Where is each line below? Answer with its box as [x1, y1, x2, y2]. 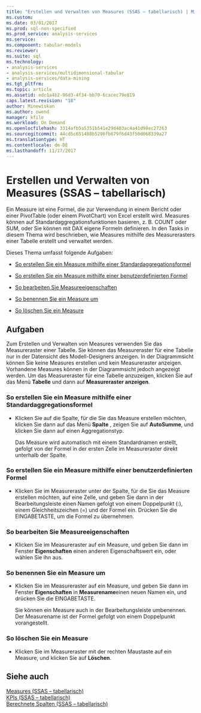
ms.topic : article [6, 87, 52, 93]
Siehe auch [6, 672, 49, 682]
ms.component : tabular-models [6, 42, 82, 48]
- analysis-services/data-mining [6, 75, 90, 81]
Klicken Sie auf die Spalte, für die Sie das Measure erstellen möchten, [14, 414, 187, 421]
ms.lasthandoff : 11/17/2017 [6, 148, 77, 154]
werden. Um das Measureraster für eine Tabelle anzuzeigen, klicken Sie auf [6, 372, 193, 380]
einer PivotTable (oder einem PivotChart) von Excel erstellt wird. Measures [6, 212, 190, 219]
